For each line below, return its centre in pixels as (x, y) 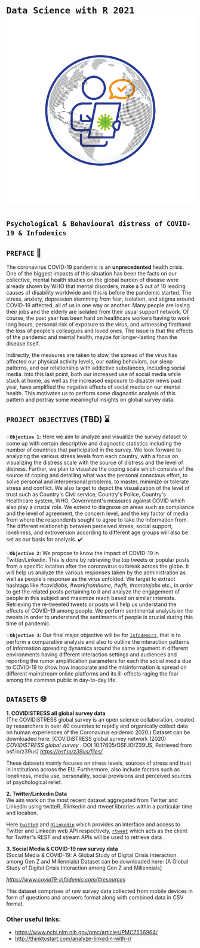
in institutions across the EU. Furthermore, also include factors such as (93, 770)
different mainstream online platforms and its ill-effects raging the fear (93, 674)
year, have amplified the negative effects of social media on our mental (93, 387)
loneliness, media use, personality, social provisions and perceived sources (99, 776)
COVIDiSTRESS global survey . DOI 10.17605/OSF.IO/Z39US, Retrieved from (99, 745)
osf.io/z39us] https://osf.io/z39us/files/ (54, 752)
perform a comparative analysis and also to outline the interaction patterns (98, 642)
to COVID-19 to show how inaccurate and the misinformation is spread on (96, 667)
